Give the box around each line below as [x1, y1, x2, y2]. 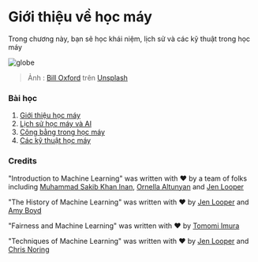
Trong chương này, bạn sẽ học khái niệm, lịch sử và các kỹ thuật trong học [8, 34, 251, 43]
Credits [8, 155, 37, 167]
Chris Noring [8, 245, 50, 254]
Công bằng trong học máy [19, 127, 105, 137]
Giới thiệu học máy [19, 110, 81, 120]
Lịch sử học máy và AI [19, 119, 92, 129]
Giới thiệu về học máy [8, 8, 152, 26]
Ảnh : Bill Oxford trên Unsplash [27, 73, 129, 82]
